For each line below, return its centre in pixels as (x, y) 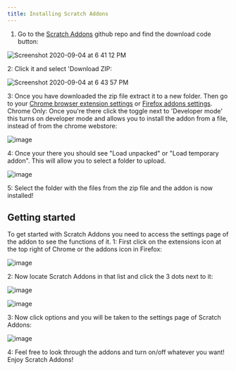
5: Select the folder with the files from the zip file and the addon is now (110, 188)
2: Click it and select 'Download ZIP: (60, 68)
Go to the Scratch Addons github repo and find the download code (114, 34)
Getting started (42, 218)
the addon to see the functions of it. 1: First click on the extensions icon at (114, 242)
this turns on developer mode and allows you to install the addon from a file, (118, 118)
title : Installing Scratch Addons (58, 14)
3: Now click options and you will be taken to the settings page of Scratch (114, 317)
